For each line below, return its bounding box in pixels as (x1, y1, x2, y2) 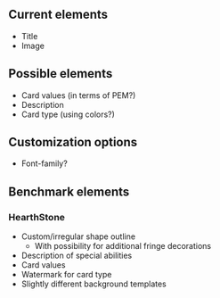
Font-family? (20, 158, 68, 169)
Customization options (8, 135, 138, 150)
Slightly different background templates (20, 278, 167, 289)
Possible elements (8, 66, 113, 81)
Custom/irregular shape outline (20, 231, 135, 242)
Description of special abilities (20, 250, 133, 261)
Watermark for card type (20, 269, 112, 280)
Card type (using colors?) (20, 109, 115, 120)
